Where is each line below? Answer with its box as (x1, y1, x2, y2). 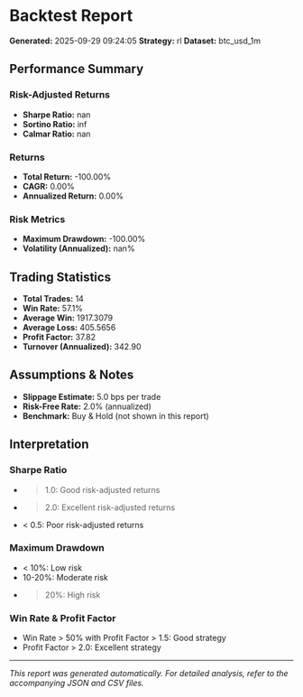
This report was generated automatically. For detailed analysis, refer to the (9, 668, 289, 679)
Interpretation (9, 437, 89, 452)
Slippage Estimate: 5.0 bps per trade (22, 391, 161, 402)
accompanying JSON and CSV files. (9, 678, 144, 689)
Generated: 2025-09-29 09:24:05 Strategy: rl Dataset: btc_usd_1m (9, 35, 262, 46)
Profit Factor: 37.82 (22, 331, 96, 343)
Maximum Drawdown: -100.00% (22, 234, 146, 245)
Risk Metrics (9, 213, 66, 226)
